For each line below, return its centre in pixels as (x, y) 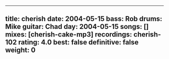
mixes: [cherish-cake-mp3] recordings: (69, 35)
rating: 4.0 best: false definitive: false (78, 42)
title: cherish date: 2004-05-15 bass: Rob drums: (84, 19)
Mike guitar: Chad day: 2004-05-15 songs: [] (77, 27)
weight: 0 (20, 50)
